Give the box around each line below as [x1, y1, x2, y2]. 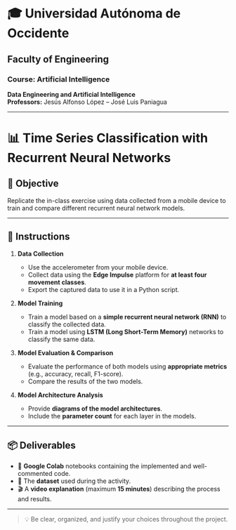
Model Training [17, 299, 63, 307]
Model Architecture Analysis [17, 390, 103, 399]
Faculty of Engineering [7, 53, 110, 65]
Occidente [7, 25, 70, 41]
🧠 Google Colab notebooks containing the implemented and [17, 461, 192, 470]
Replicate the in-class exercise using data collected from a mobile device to [7, 196, 226, 204]
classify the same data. [27, 335, 96, 343]
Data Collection [17, 249, 65, 258]
